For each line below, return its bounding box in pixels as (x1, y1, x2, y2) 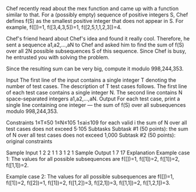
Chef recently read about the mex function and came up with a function (6, 5, 179, 12)
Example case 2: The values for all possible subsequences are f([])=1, (6, 173, 174, 180)
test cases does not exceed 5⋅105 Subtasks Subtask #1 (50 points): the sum (6, 126, 188, 132)
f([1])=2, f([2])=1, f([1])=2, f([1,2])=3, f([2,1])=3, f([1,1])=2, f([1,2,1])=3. (6, 179, 171, 186)
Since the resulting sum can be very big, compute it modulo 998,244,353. (6, 65, 184, 72)
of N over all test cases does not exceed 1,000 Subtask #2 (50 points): (6, 132, 176, 139)
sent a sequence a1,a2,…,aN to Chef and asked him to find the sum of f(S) (6, 41, 184, 48)
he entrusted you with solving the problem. (6, 54, 109, 60)
